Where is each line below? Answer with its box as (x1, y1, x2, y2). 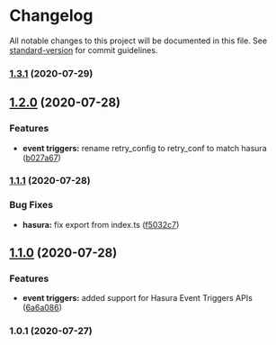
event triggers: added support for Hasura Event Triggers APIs (22, 293, 254, 304)
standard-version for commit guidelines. (9, 44, 158, 55)
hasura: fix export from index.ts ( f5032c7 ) (22, 219, 180, 230)
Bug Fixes (9, 199, 54, 212)
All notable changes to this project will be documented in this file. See (9, 35, 268, 46)
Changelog (9, 5, 93, 26)
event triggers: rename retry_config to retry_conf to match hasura (22, 142, 267, 153)
